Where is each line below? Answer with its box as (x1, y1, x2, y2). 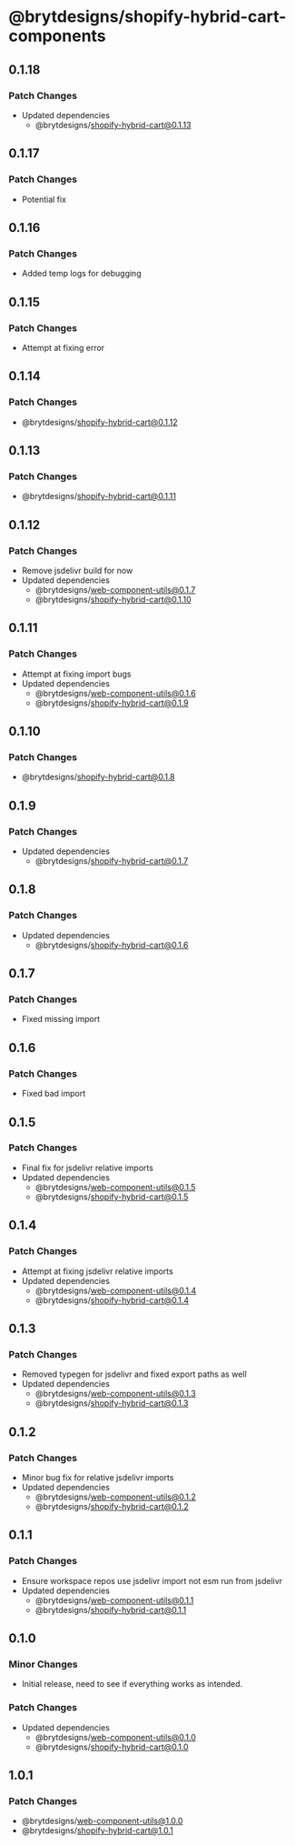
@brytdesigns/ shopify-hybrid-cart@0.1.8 (21, 771, 176, 783)
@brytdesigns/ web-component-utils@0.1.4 (34, 1285, 197, 1296)
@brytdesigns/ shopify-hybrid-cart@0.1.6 (34, 939, 189, 950)
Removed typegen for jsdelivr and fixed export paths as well (21, 1369, 247, 1379)
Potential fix (21, 194, 67, 205)
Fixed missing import (21, 1014, 101, 1025)
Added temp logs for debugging (21, 268, 142, 279)
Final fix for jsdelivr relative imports (21, 1162, 153, 1173)
